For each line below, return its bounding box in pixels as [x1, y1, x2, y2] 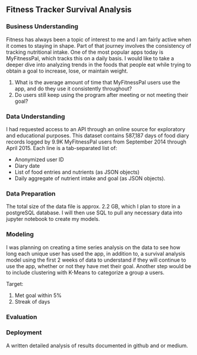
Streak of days [14, 298, 51, 305]
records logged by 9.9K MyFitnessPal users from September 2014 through [6, 138, 187, 145]
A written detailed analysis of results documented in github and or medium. [6, 342, 188, 349]
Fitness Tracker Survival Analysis [6, 5, 132, 15]
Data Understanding [6, 112, 65, 120]
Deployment [6, 328, 42, 337]
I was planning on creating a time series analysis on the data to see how [6, 243, 181, 250]
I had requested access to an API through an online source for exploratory [6, 125, 185, 132]
